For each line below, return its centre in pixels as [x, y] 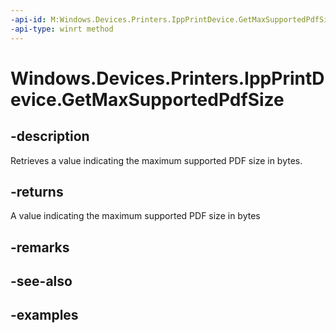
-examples [44, 315]
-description [50, 136]
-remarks [40, 247]
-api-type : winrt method [62, 29]
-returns [37, 191]
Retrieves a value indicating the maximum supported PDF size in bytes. [156, 160]
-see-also [41, 281]
